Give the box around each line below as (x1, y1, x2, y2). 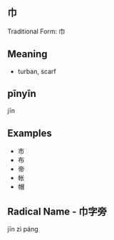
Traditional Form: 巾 (7, 27, 66, 36)
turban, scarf (17, 67, 57, 75)
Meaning (7, 48, 48, 61)
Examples (7, 127, 52, 139)
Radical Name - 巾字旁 (7, 205, 107, 217)
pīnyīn (7, 88, 37, 100)
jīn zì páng (7, 225, 38, 234)
